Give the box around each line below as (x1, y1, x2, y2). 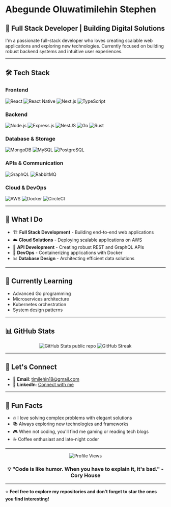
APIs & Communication (5, 159, 64, 167)
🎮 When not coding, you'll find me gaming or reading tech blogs (12, 428, 149, 434)
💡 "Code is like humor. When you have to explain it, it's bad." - (7, 465, 164, 472)
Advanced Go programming (12, 290, 71, 296)
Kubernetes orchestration (12, 301, 67, 307)
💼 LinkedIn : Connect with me (12, 382, 74, 388)
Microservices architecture (12, 295, 70, 302)
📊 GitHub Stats (5, 327, 55, 335)
